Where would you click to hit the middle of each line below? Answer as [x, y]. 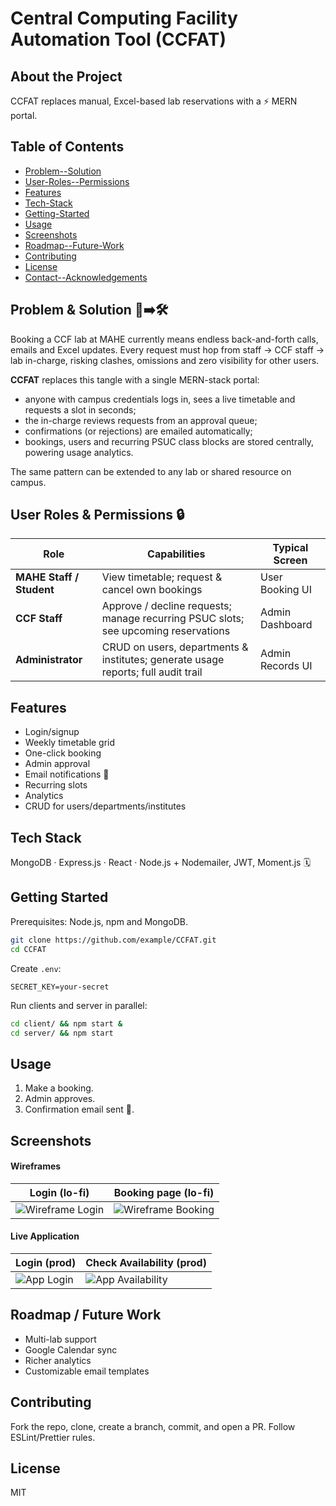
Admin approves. [60, 1099]
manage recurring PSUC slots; [173, 619]
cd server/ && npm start [62, 1033]
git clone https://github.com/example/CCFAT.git [113, 940]
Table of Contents [67, 147]
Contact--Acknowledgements [86, 277]
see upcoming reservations [166, 631]
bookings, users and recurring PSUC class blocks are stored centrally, [169, 441]
